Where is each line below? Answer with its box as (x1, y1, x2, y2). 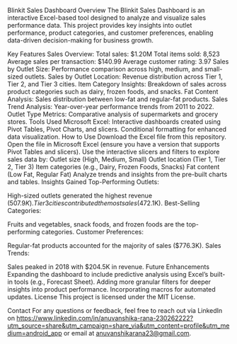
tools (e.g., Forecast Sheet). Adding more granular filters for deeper (13, 277, 211, 286)
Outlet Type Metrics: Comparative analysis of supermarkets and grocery (7, 110, 219, 118)
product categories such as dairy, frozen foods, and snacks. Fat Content (7, 88, 219, 96)
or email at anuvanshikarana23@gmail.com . (63, 329, 192, 337)
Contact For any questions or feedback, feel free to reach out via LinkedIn (7, 306, 223, 314)
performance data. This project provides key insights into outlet (7, 21, 192, 29)
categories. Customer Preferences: (41, 228, 144, 236)
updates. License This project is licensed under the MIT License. (7, 293, 196, 301)
